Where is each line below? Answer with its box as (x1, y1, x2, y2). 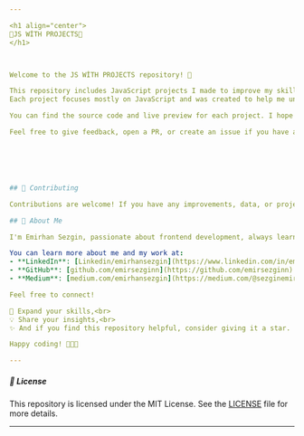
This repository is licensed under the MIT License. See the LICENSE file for (9, 399, 289, 410)
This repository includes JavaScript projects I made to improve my (9, 87, 273, 96)
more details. (9, 408, 59, 419)
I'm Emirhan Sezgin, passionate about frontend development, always (9, 232, 273, 242)
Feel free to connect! (9, 290, 95, 299)
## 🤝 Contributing (9, 183, 79, 193)
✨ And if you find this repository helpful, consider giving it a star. (9, 323, 291, 333)
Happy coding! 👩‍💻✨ (9, 340, 79, 349)
